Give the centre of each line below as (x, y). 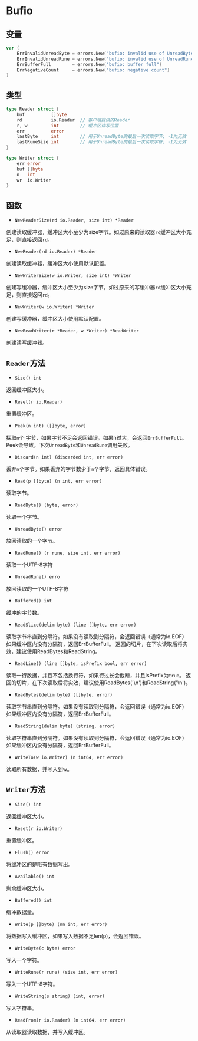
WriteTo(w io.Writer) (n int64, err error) (69, 757)
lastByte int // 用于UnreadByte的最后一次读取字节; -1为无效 (102, 137)
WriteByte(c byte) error (45, 948)
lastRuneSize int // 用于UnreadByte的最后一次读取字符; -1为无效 (102, 142)
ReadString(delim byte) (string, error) (65, 726)
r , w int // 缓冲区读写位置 (68, 126)
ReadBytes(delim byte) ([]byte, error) (64, 695)
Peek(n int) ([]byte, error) (50, 426)
